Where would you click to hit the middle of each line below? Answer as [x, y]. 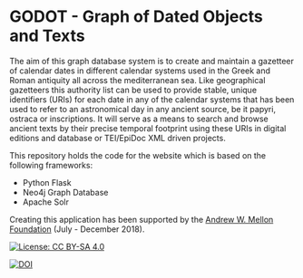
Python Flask [47, 182]
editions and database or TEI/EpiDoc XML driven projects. [118, 138]
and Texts [47, 36]
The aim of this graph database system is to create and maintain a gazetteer [152, 61]
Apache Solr [46, 202]
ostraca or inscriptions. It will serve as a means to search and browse [139, 119]
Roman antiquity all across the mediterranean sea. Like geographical [137, 80]
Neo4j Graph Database [65, 192]
